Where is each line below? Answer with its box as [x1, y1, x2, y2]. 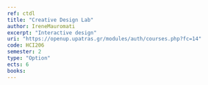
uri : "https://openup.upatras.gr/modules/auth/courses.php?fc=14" [7, 36, 202, 42]
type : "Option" [7, 55, 51, 62]
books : [7, 67, 26, 74]
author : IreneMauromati [7, 23, 76, 29]
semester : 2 [7, 49, 41, 56]
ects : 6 [7, 61, 30, 68]
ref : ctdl [7, 10, 36, 17]
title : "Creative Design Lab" [7, 16, 94, 23]
